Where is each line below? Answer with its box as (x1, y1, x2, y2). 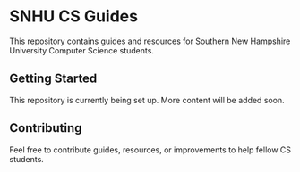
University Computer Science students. (9, 45, 155, 55)
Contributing (9, 120, 82, 135)
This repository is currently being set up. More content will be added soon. (9, 94, 285, 105)
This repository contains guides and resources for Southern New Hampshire (9, 36, 291, 46)
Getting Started (9, 71, 98, 86)
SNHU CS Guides (9, 6, 139, 27)
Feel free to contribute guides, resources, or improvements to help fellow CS (9, 144, 292, 155)
